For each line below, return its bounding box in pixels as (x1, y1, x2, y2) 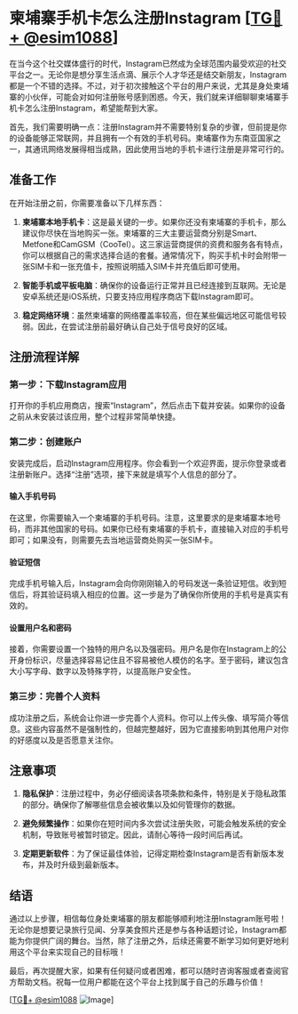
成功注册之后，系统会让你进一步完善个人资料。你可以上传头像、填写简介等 (9, 712, 281, 723)
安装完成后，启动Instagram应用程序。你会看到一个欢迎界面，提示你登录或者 (9, 457, 286, 468)
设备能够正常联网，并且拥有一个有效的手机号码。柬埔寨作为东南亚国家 (16, 133, 273, 143)
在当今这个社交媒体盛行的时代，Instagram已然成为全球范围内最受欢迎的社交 (9, 58, 286, 68)
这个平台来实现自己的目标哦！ (16, 946, 126, 957)
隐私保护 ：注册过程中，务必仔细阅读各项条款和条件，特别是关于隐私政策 (21, 788, 286, 799)
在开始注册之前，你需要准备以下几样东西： (9, 197, 165, 208)
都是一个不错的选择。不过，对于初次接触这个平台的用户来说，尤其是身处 (9, 80, 273, 91)
